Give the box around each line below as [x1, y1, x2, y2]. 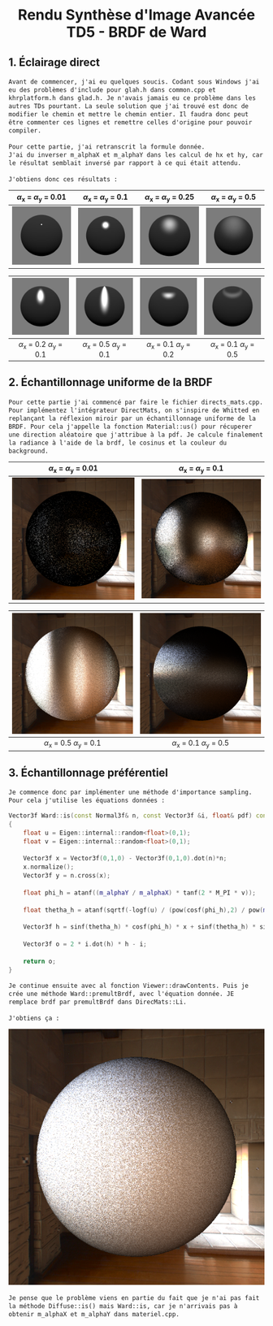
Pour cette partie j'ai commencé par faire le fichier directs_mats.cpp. [8, 398, 264, 406]
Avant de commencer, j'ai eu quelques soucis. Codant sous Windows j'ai [8, 78, 260, 86]
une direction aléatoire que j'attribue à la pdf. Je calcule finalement [8, 431, 264, 439]
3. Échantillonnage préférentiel [8, 765, 169, 779]
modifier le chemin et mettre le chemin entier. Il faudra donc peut [8, 110, 249, 119]
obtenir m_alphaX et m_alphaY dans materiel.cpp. [8, 1310, 180, 1318]
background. [8, 447, 49, 455]
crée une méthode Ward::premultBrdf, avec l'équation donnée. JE [8, 990, 234, 998]
